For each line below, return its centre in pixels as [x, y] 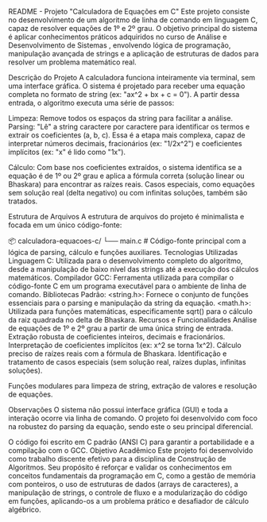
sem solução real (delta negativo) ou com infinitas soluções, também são [128, 193]
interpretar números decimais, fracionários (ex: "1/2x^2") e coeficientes [125, 143]
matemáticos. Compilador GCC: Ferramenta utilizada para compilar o [121, 278]
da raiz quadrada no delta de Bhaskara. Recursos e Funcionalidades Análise [133, 320]
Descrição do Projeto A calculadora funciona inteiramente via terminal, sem [132, 77]
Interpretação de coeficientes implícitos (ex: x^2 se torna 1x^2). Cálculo [125, 345]
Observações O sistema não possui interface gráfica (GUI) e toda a [118, 410]
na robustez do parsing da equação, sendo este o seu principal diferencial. [131, 427]
